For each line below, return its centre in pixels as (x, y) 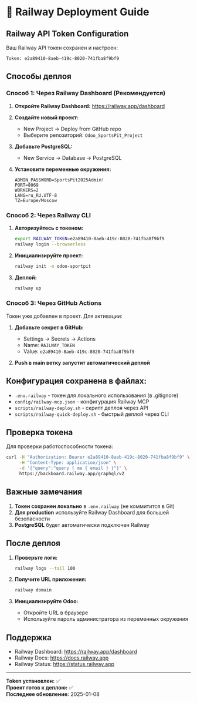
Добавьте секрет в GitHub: (49, 327)
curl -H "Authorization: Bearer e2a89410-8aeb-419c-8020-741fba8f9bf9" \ (98, 458)
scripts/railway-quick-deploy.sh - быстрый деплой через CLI (91, 414)
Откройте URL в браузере (56, 613)
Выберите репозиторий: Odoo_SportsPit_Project (83, 135)
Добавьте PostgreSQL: (44, 146)
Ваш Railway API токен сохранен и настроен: (62, 48)
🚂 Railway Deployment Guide (78, 12)
